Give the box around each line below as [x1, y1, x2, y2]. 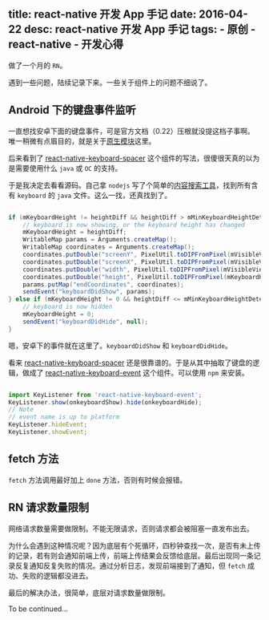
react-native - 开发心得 [8, 38, 124, 51]
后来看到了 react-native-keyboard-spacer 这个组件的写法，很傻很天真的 [8, 153, 246, 163]
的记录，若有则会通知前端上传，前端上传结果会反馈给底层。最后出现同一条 [8, 550, 254, 560]
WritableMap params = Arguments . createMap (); [22, 236, 178, 244]
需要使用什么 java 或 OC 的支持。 [14, 163, 122, 172]
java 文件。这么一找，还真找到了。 [57, 190, 172, 200]
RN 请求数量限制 [8, 500, 90, 515]
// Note [8, 406, 34, 414]
